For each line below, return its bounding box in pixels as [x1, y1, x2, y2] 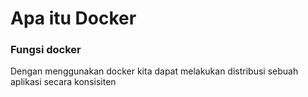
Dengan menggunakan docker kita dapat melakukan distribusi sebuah [10, 65, 299, 77]
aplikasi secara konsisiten [10, 76, 117, 88]
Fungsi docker [10, 43, 82, 57]
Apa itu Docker [10, 7, 137, 30]
